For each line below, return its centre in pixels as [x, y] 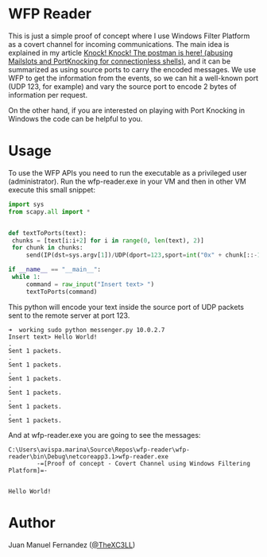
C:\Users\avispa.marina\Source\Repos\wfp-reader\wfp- [99, 450]
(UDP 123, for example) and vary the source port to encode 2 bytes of [122, 86]
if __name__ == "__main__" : [55, 270]
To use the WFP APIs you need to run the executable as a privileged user [128, 172]
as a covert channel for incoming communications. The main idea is [119, 44]
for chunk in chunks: [47, 248]
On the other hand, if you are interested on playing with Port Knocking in [126, 110]
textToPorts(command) [62, 292]
